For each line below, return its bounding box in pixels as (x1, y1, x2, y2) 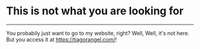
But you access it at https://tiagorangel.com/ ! (6, 36, 117, 43)
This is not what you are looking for (6, 4, 184, 18)
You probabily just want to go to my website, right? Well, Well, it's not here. (6, 29, 189, 36)
